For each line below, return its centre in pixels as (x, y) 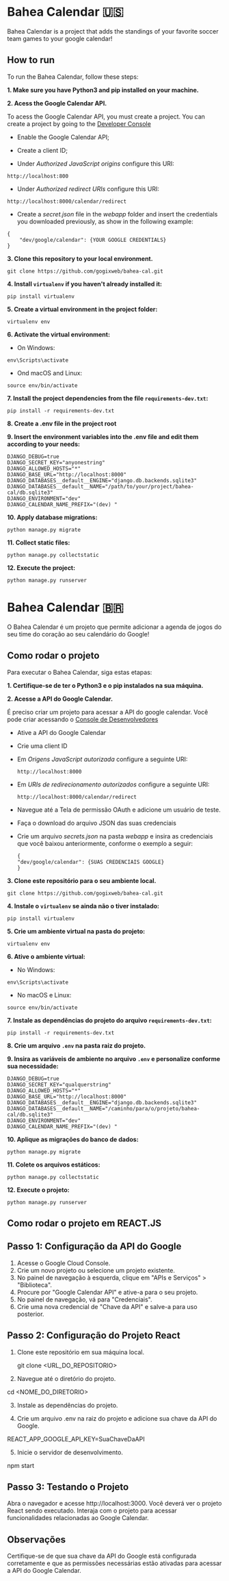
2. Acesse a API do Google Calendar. (60, 699)
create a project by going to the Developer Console (79, 123)
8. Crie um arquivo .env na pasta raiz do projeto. (76, 1045)
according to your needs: (44, 444)
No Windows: (36, 969)
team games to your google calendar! (60, 38)
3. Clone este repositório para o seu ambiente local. (82, 880)
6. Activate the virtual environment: (59, 334)
